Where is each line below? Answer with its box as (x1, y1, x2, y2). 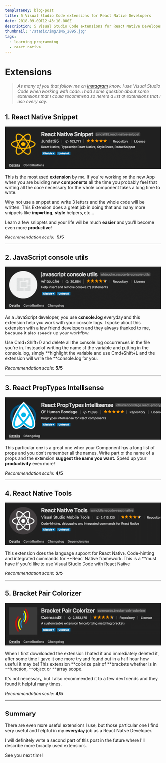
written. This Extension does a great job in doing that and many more (5, 204, 146, 210)
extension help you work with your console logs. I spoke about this (5, 319, 141, 325)
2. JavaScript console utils (5, 253, 89, 262)
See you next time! (5, 752, 43, 758)
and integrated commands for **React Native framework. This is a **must (5, 555, 157, 561)
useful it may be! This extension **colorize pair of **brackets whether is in (5, 661, 157, 667)
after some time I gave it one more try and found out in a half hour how (5, 656, 149, 662)
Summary (5, 709, 36, 717)
